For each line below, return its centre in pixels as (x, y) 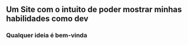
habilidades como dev (47, 19)
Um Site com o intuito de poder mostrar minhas (94, 10)
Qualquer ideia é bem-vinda (47, 36)
